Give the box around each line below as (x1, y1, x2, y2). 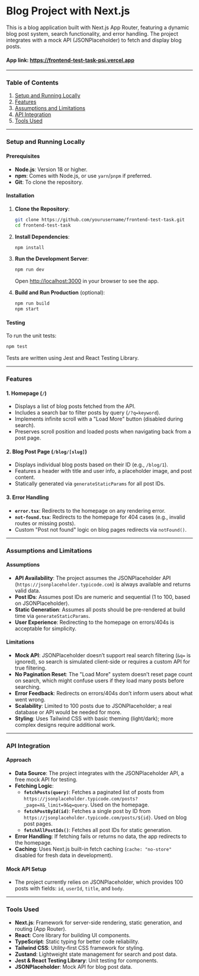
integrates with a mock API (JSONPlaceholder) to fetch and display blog (6, 36, 182, 43)
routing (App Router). (14, 925, 67, 932)
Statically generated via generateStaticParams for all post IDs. (14, 480, 165, 487)
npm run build (14, 300, 50, 307)
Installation (6, 192, 34, 199)
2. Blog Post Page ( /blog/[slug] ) (6, 448, 87, 455)
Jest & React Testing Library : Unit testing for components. (14, 956, 159, 964)
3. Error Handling (6, 494, 49, 501)
